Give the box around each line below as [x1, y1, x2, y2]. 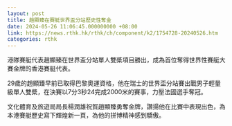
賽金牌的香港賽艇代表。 [7, 64, 74, 73]
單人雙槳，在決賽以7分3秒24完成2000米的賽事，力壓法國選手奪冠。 [12, 88, 207, 96]
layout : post [7, 10, 45, 17]
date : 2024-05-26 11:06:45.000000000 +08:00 [7, 23, 138, 30]
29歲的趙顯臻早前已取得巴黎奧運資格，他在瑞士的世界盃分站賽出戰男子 [7, 79, 209, 87]
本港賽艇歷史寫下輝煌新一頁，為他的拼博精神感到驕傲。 [7, 111, 165, 120]
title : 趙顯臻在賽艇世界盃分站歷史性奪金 [7, 17, 112, 24]
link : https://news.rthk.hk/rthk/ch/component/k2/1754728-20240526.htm [7, 29, 218, 37]
